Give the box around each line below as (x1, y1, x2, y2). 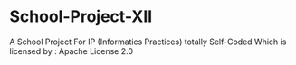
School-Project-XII (9, 6, 153, 27)
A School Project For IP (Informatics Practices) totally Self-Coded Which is (9, 36, 287, 47)
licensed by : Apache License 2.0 (9, 45, 134, 56)
